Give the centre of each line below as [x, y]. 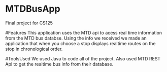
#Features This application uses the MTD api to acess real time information [84, 32]
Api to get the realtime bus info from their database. [59, 64]
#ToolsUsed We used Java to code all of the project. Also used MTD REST [83, 58]
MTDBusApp [33, 9]
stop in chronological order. [34, 49]
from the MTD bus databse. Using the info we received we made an [76, 38]
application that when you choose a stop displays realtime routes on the [80, 43]
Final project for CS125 [29, 23]
